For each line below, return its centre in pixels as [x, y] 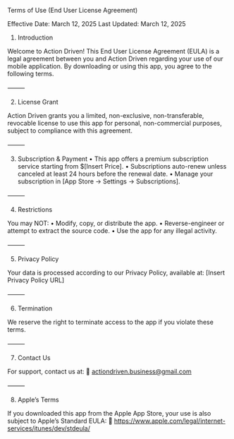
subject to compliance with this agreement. [70, 131]
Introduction [35, 37]
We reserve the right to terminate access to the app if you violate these [110, 322]
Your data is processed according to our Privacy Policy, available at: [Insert [116, 272]
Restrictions [35, 210]
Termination [35, 308]
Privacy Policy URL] [36, 280]
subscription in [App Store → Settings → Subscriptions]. [99, 181]
